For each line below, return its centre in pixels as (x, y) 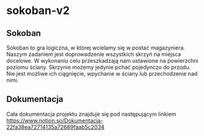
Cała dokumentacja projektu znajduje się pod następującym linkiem (91, 114)
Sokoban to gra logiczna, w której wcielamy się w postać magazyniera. (96, 48)
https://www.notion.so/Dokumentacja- (55, 120)
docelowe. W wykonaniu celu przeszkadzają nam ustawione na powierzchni (102, 61)
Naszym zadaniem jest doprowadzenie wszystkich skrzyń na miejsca (94, 54)
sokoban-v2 (38, 11)
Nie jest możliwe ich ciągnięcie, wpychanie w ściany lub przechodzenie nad (102, 73)
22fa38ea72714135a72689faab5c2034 (55, 127)
